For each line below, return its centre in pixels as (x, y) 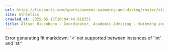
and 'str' (14, 43)
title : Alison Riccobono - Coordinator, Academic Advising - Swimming (81, 24)
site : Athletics (22, 14)
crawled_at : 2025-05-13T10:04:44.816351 (48, 19)
